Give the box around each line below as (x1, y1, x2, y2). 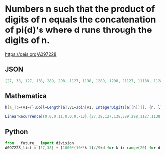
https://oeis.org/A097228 (5, 51, 57, 57)
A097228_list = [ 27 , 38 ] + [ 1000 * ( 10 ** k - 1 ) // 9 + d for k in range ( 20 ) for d (5, 145, 161, 150)
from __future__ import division (5, 141, 74, 146)
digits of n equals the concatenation (5, 14, 156, 25)
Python (5, 127, 28, 136)
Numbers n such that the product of (5, 3, 155, 15)
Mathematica (5, 92, 47, 100)
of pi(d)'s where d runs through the (5, 25, 152, 35)
